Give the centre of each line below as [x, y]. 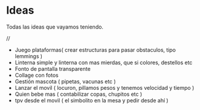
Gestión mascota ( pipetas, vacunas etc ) [65, 81]
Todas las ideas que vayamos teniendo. [55, 27]
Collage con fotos [36, 75]
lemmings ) [29, 56]
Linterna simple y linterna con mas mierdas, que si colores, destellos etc [104, 62]
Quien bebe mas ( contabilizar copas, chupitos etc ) [78, 94]
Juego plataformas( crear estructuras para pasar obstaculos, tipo [95, 50]
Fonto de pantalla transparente [53, 68]
